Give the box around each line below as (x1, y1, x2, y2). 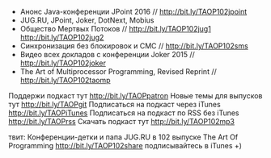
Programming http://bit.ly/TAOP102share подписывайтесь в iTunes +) (8, 141, 243, 150)
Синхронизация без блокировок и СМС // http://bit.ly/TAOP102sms (19, 41, 248, 51)
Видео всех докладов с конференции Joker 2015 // (19, 50, 196, 59)
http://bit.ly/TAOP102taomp (19, 76, 111, 85)
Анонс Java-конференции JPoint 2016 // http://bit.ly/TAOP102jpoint (19, 7, 248, 16)
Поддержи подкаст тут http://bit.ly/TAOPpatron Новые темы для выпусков (8, 91, 263, 100)
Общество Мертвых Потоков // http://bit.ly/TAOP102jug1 (19, 24, 212, 33)
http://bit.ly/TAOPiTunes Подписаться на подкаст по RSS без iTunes (8, 108, 240, 118)
